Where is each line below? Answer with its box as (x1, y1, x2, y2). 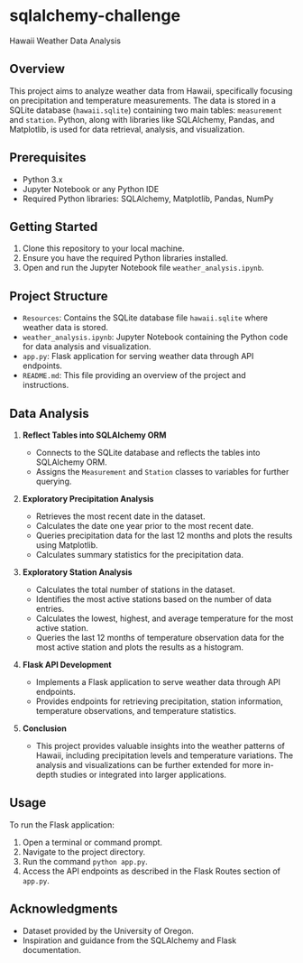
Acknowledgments (9, 902, 119, 917)
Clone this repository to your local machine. (22, 243, 185, 254)
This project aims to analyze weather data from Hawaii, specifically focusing (9, 85, 293, 96)
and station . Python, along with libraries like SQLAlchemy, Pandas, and (9, 114, 275, 125)
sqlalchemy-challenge (9, 5, 181, 26)
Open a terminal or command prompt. (22, 837, 163, 847)
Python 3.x (22, 173, 63, 185)
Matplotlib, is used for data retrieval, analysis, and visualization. (9, 124, 245, 134)
